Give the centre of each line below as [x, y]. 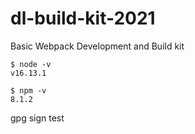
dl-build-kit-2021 [83, 18]
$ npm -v [28, 90]
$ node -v [31, 64]
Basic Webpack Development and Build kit [97, 46]
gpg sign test [37, 118]
